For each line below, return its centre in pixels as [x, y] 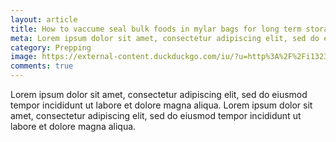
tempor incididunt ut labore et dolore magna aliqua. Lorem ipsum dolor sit [161, 105]
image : [24, 57]
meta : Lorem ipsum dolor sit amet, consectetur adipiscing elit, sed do [165, 38]
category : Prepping [51, 47]
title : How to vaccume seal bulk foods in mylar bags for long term [156, 29]
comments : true [42, 66]
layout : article [44, 19]
